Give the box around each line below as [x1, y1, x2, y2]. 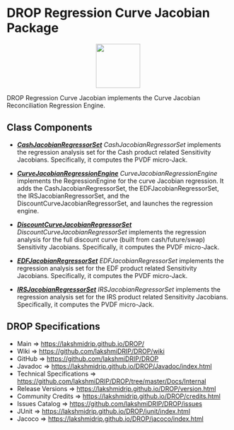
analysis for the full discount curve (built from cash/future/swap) [16, 235, 206, 244]
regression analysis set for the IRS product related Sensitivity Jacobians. [16, 292, 228, 301]
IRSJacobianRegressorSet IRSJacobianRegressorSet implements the [16, 285, 221, 294]
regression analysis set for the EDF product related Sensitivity [16, 263, 197, 273]
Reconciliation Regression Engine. [6, 101, 105, 109]
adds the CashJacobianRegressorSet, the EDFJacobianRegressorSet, [16, 184, 220, 192]
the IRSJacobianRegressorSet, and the [16, 191, 130, 200]
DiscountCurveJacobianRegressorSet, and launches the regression [16, 199, 213, 208]
